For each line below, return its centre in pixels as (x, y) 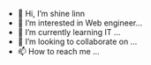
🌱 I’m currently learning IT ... (69, 32)
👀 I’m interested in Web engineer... (80, 23)
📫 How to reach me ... (58, 51)
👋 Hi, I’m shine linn (51, 14)
